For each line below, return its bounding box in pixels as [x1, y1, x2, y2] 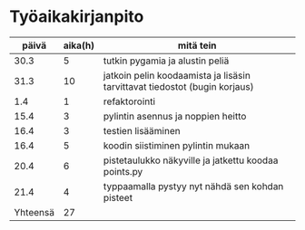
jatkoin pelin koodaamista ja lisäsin [103, 69, 251, 81]
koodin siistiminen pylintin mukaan [103, 139, 251, 151]
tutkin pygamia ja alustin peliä [103, 54, 230, 67]
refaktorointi [103, 95, 156, 108]
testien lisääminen [103, 124, 181, 137]
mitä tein [177, 39, 217, 52]
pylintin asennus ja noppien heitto [103, 110, 247, 122]
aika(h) [63, 39, 95, 52]
